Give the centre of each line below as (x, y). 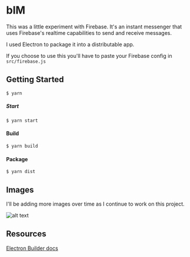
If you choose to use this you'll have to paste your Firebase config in (89, 56)
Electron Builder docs (32, 248)
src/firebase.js (26, 61)
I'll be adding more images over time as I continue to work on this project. (95, 204)
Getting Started (35, 79)
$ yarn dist (21, 172)
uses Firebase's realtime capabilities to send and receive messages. (89, 32)
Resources (26, 234)
